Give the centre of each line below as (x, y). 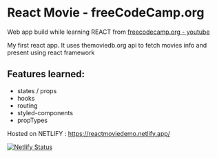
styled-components (45, 112)
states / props (37, 90)
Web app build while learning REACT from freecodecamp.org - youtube (108, 32)
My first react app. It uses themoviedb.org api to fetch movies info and (107, 45)
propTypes (32, 120)
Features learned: (46, 74)
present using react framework (51, 52)
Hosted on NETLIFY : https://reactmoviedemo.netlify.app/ (89, 133)
